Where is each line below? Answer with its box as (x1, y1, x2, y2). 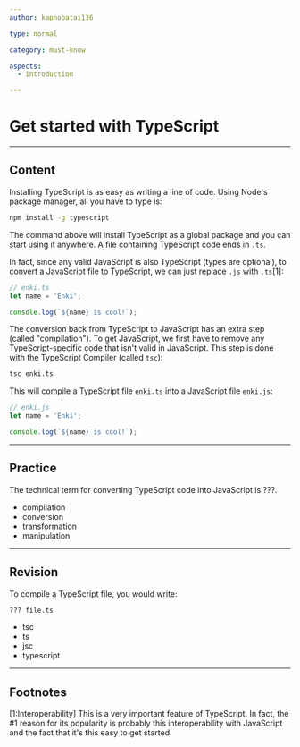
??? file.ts (9, 606, 54, 615)
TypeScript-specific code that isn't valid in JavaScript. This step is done (9, 343, 274, 353)
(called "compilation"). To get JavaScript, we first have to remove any (9, 333, 265, 344)
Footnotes (9, 684, 67, 700)
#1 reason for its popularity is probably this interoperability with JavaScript (9, 717, 283, 729)
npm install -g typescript (9, 213, 110, 222)
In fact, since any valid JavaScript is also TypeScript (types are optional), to (9, 256, 287, 267)
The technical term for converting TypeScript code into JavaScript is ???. (9, 484, 278, 495)
